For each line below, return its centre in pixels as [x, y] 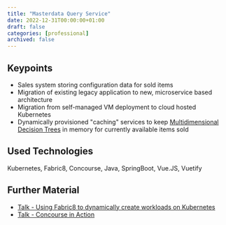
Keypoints [30, 68]
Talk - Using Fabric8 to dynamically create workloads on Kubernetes [116, 207]
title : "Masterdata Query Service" [59, 14]
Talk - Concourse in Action [56, 215]
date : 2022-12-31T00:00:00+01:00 [56, 20]
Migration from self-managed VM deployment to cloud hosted [107, 107]
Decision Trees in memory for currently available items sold [103, 129]
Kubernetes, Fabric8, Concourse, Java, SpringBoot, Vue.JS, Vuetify [105, 168]
